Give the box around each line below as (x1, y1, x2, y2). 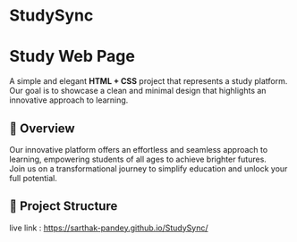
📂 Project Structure (9, 198, 118, 214)
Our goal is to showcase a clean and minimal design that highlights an (9, 86, 267, 96)
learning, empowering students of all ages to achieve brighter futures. (9, 154, 267, 164)
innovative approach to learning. (9, 95, 129, 105)
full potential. (9, 172, 58, 183)
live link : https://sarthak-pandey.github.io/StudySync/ (9, 222, 208, 233)
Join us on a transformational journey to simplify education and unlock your (9, 163, 288, 174)
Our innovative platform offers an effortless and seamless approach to (9, 144, 268, 154)
